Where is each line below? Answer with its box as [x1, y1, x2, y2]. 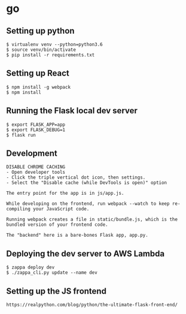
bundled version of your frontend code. [6, 222, 109, 228]
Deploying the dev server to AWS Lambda [6, 248, 165, 259]
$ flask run [6, 132, 36, 138]
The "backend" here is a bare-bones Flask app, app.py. [6, 233, 148, 238]
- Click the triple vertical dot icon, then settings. [6, 174, 146, 181]
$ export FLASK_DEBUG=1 [6, 126, 66, 133]
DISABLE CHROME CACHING [6, 164, 66, 170]
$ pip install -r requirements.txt [6, 52, 95, 58]
